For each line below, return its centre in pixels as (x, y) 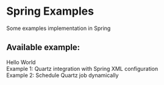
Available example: (43, 47)
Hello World (21, 62)
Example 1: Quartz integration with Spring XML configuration (82, 68)
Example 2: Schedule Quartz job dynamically (62, 75)
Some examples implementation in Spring (59, 28)
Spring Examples (50, 11)
